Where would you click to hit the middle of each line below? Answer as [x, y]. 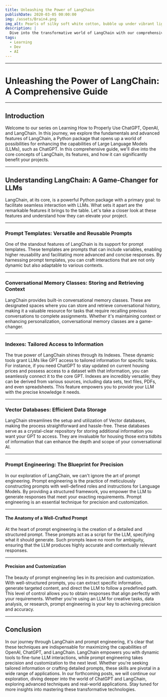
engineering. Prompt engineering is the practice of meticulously [70, 481]
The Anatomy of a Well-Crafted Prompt [46, 518]
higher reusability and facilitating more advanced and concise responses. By [83, 255]
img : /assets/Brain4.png [31, 19]
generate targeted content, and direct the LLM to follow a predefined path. [81, 588]
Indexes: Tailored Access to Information [54, 344]
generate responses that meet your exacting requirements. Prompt [73, 497]
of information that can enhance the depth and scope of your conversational [83, 442]
